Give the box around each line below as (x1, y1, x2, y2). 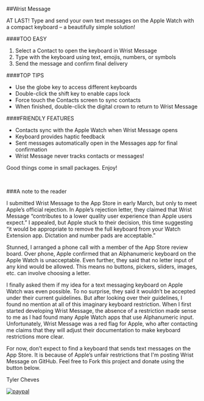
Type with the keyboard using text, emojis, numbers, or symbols (15, 54, 177, 60)
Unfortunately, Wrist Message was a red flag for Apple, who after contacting (6, 320, 198, 327)
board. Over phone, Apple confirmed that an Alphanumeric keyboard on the (6, 250, 196, 257)
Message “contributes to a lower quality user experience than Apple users (6, 212, 192, 220)
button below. (6, 364, 41, 371)
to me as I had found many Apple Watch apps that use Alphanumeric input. (6, 313, 194, 321)
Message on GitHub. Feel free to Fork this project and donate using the (6, 358, 185, 364)
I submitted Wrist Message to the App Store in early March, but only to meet (6, 200, 197, 206)
